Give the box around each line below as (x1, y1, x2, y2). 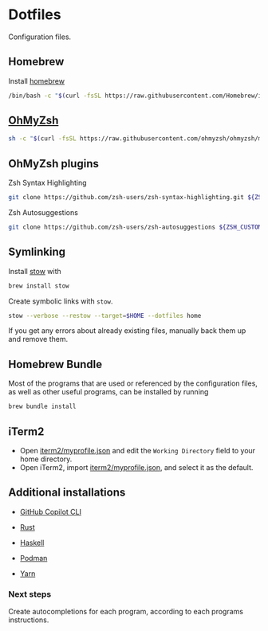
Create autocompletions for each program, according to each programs (8, 607, 243, 617)
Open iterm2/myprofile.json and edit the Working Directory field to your (19, 445, 256, 455)
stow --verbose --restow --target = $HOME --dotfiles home (8, 312, 202, 319)
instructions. (8, 615, 49, 625)
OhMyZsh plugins (8, 157, 100, 170)
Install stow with (8, 266, 61, 276)
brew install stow (8, 281, 69, 290)
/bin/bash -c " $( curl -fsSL (8, 92, 102, 100)
